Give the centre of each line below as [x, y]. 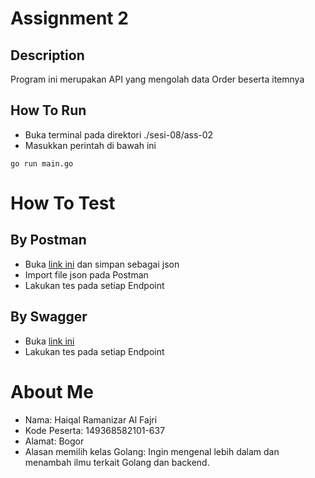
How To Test [63, 203]
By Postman [48, 240]
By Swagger [49, 317]
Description [47, 55]
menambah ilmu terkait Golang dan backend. [117, 462]
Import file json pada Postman [86, 274]
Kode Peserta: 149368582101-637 [95, 430]
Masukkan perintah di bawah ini [90, 145]
